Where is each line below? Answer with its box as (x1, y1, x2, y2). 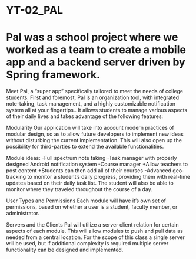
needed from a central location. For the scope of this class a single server (6, 234, 185, 241)
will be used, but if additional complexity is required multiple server (6, 240, 169, 247)
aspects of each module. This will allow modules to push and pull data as (6, 228, 184, 235)
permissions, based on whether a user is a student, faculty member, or (6, 204, 178, 211)
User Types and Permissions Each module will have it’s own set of (6, 197, 167, 204)
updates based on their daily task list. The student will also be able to (6, 179, 174, 186)
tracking (6, 173, 26, 181)
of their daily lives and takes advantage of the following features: (6, 113, 164, 120)
